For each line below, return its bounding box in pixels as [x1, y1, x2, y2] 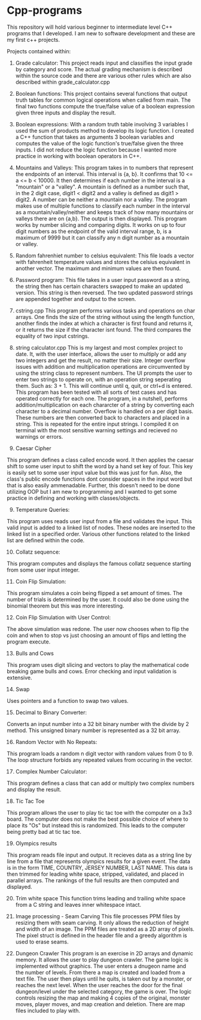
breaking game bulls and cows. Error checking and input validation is [7, 667, 177, 675]
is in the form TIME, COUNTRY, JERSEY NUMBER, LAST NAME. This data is [7, 864, 193, 871]
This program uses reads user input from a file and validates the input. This [7, 517, 192, 524]
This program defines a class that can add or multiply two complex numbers [7, 779, 195, 787]
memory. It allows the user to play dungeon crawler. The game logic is [15, 956, 189, 963]
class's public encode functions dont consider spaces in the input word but [7, 475, 193, 482]
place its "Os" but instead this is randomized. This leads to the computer [7, 821, 185, 829]
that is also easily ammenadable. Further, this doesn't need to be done [7, 481, 180, 488]
